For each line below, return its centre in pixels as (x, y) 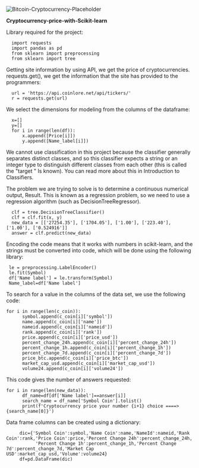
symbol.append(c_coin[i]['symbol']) (67, 317)
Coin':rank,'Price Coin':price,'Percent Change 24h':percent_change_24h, (99, 438)
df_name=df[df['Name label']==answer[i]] (74, 396)
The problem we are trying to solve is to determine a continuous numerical (97, 189)
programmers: (24, 82)
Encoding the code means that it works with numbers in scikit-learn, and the (99, 244)
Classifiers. (20, 177)
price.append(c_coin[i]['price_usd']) (70, 337)
